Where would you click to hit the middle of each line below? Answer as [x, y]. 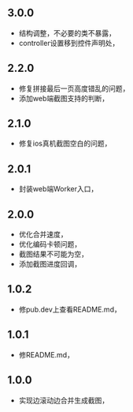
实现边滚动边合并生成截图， [64, 400]
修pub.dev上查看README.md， [70, 309]
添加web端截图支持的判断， [64, 98]
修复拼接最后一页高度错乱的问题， [74, 88]
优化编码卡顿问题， [50, 244]
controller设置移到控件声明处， [69, 43]
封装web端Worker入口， [58, 189]
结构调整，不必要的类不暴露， [67, 33]
